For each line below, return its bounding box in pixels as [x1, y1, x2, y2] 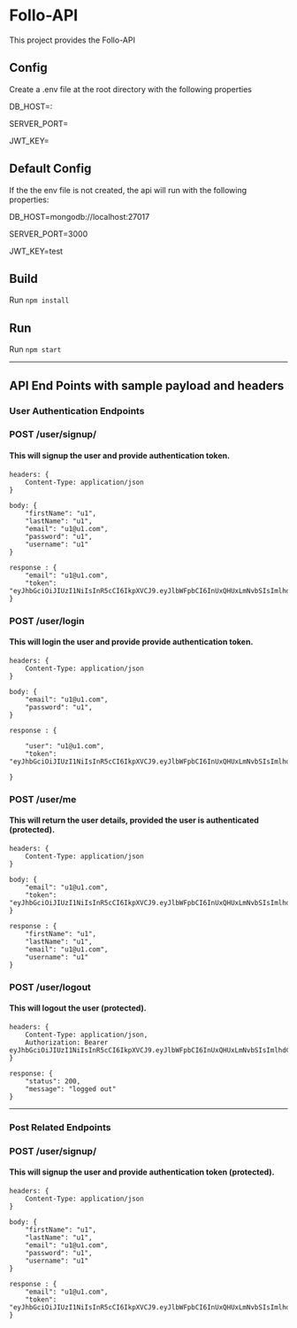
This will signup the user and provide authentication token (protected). [9, 1167, 275, 1177]
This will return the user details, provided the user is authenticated [9, 815, 259, 825]
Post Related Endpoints [9, 1121, 111, 1133]
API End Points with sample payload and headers [9, 378, 285, 393]
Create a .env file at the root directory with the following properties [9, 83, 252, 94]
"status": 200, [25, 1077, 81, 1086]
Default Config [9, 161, 92, 176]
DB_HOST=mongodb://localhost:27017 [9, 211, 150, 222]
